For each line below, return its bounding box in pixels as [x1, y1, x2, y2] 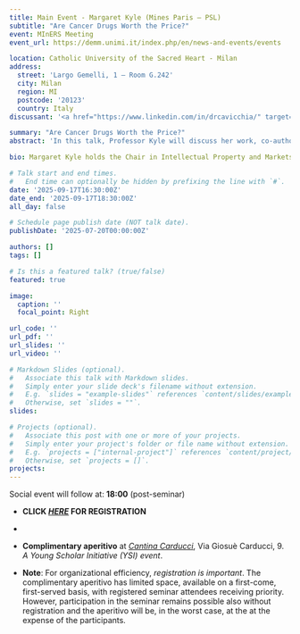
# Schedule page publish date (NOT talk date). [9, 218, 190, 228]
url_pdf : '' [9, 332, 54, 342]
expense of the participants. [21, 615, 127, 626]
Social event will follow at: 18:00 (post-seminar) [9, 488, 186, 500]
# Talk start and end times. [9, 169, 118, 178]
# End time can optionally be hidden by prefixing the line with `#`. [9, 177, 286, 186]
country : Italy [17, 104, 74, 113]
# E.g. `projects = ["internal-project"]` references [9, 447, 221, 456]
